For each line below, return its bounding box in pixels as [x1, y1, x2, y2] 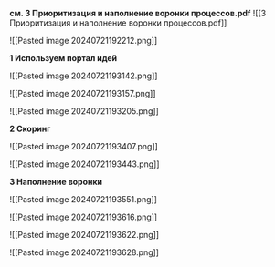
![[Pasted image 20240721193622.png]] [9, 230, 160, 240]
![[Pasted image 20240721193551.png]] [9, 194, 158, 204]
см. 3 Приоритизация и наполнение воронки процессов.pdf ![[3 [9, 8, 267, 18]
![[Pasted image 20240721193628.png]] [9, 247, 160, 258]
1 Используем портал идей [9, 53, 117, 63]
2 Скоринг [9, 123, 51, 134]
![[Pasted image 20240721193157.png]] [9, 88, 157, 98]
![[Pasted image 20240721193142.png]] [9, 70, 158, 81]
